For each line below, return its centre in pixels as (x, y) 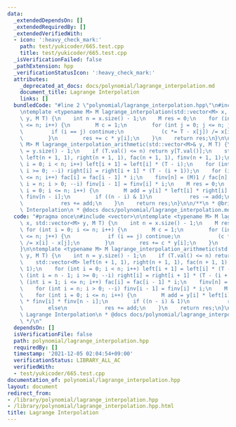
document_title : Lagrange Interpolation (80, 92)
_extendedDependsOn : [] (48, 20)
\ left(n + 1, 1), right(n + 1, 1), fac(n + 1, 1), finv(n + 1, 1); (122, 158)
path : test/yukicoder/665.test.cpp (72, 46)
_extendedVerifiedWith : (48, 33)
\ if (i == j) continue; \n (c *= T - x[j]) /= (119, 132)
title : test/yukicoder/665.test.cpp (74, 53)
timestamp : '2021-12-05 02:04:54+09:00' (73, 354)
